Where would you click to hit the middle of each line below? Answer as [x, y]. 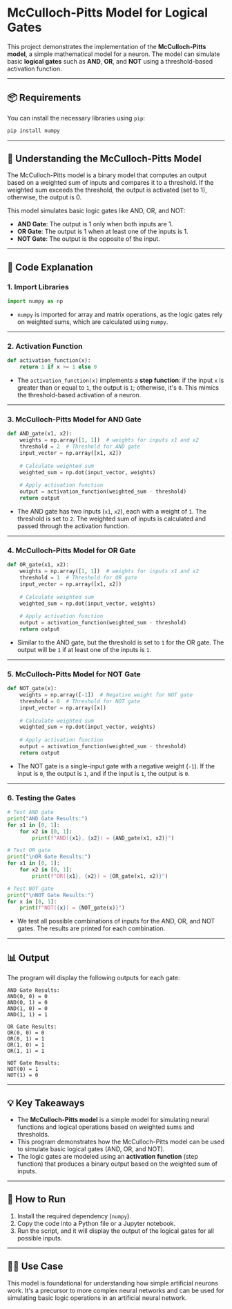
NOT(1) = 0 [23, 1075]
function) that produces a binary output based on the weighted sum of [117, 1164]
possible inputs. [40, 1238]
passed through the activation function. [73, 526]
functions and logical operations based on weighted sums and [106, 1127]
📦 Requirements [44, 98]
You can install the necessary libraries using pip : [76, 118]
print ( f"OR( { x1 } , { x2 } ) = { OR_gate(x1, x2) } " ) [100, 876]
